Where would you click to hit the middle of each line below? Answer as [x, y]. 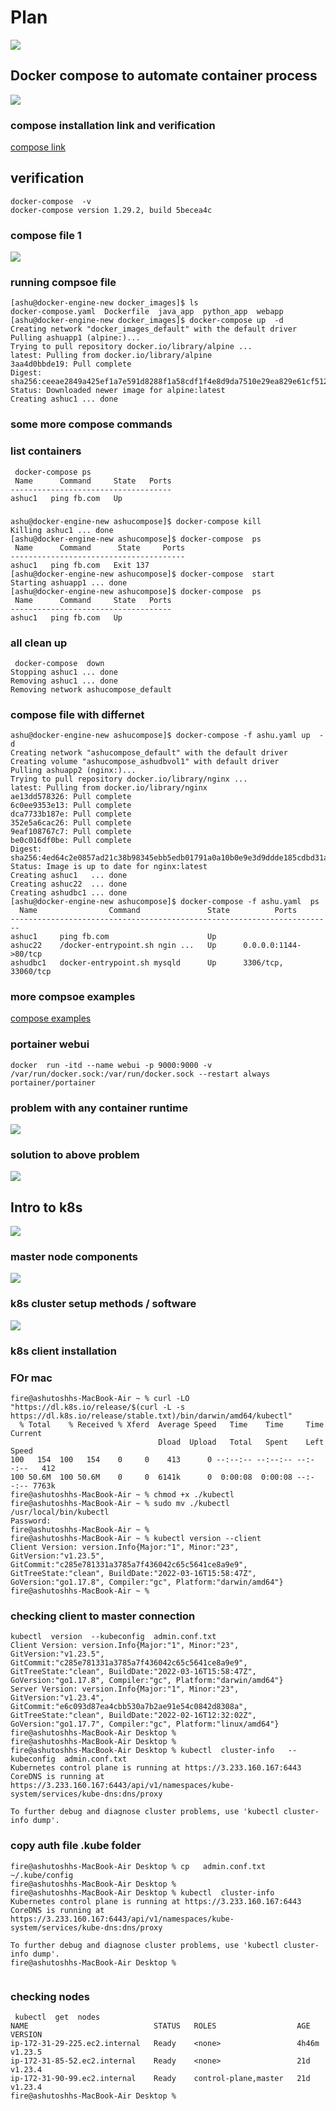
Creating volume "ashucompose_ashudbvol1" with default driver [145, 762]
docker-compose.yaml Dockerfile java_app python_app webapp [147, 312]
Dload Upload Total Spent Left [241, 1442]
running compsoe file [63, 283]
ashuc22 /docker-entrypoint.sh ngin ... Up [113, 946]
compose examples [51, 1018]
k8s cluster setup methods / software [103, 1304]
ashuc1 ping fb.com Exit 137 [80, 565]
